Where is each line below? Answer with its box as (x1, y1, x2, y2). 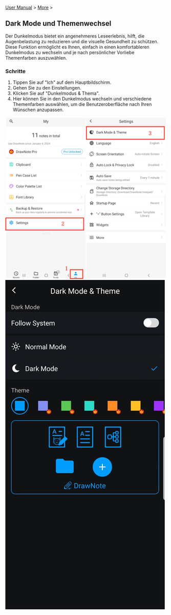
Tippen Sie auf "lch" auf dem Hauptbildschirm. (12, 79, 112, 85)
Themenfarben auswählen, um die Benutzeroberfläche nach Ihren (12, 101, 152, 108)
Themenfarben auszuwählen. (5, 55, 68, 61)
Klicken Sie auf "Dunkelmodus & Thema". (12, 90, 100, 97)
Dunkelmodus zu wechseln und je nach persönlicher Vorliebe (5, 49, 135, 56)
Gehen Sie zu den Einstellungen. (12, 85, 81, 91)
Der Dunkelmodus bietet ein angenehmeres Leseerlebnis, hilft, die (5, 33, 145, 39)
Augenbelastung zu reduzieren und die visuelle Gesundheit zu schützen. (5, 38, 159, 44)
